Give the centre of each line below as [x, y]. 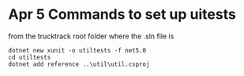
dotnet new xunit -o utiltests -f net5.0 [77, 50]
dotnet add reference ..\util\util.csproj [79, 64]
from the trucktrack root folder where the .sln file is [91, 36]
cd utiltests [30, 57]
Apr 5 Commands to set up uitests [122, 14]
